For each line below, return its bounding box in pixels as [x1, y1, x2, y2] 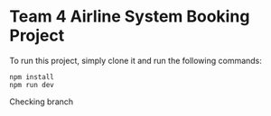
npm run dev [9, 80, 54, 89]
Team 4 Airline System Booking [9, 6, 250, 27]
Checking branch [9, 96, 74, 107]
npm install [9, 72, 54, 82]
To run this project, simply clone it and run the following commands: [9, 55, 262, 66]
